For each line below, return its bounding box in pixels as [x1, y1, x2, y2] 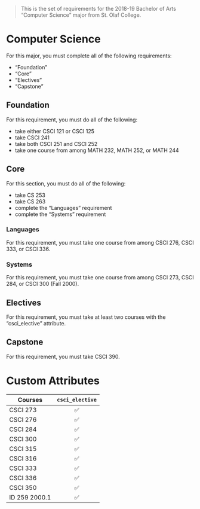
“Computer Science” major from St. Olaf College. [20, 11, 141, 19]
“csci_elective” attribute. [6, 319, 66, 327]
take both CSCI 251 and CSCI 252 [14, 140, 98, 147]
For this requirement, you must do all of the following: [6, 116, 138, 123]
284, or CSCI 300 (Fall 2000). [6, 281, 79, 288]
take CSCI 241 [14, 134, 50, 141]
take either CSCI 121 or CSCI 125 [14, 127, 94, 135]
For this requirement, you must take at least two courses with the [6, 313, 166, 321]
